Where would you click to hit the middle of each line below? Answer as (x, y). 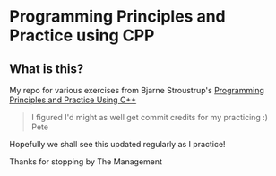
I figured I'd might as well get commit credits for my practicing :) (150, 117)
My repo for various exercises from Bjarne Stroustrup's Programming (137, 90)
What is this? (47, 69)
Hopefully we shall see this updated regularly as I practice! (117, 144)
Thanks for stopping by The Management (86, 162)
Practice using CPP (82, 35)
